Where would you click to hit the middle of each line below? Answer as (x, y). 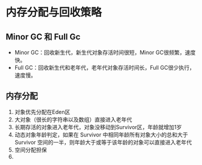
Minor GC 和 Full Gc (43, 37)
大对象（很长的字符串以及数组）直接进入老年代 (73, 120)
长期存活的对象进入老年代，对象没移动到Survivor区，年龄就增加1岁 (98, 127)
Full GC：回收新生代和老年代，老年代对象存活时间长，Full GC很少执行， (105, 68)
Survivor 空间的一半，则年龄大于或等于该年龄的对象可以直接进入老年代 (103, 142)
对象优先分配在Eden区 (42, 112)
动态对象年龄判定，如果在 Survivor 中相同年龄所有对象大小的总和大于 (101, 135)
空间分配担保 (30, 150)
